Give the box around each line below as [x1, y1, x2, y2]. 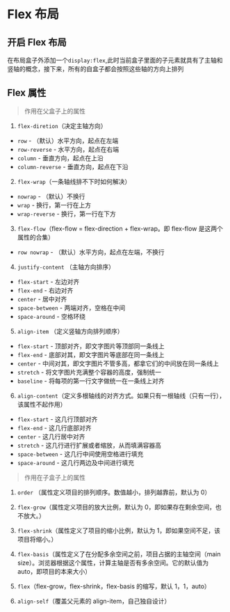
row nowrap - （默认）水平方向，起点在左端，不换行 [17, 248, 165, 256]
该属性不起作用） [17, 400, 67, 408]
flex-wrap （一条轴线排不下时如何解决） [17, 177, 131, 185]
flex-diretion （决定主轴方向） [17, 121, 107, 130]
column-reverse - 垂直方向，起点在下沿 [17, 162, 129, 171]
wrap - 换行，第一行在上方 [17, 201, 92, 209]
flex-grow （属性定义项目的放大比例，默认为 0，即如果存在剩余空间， [17, 503, 216, 511]
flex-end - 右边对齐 [17, 286, 74, 295]
